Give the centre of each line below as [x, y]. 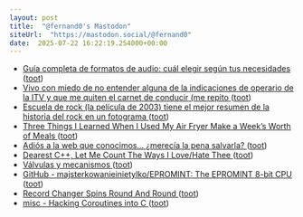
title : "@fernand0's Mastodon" [70, 26]
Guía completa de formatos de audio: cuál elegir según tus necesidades [156, 69]
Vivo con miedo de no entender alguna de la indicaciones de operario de [158, 88]
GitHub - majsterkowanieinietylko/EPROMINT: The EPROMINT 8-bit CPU [157, 175]
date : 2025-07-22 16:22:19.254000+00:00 [89, 43]
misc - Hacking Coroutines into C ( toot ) [95, 203]
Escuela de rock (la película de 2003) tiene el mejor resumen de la [146, 107]
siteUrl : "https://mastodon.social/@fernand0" [101, 34]
